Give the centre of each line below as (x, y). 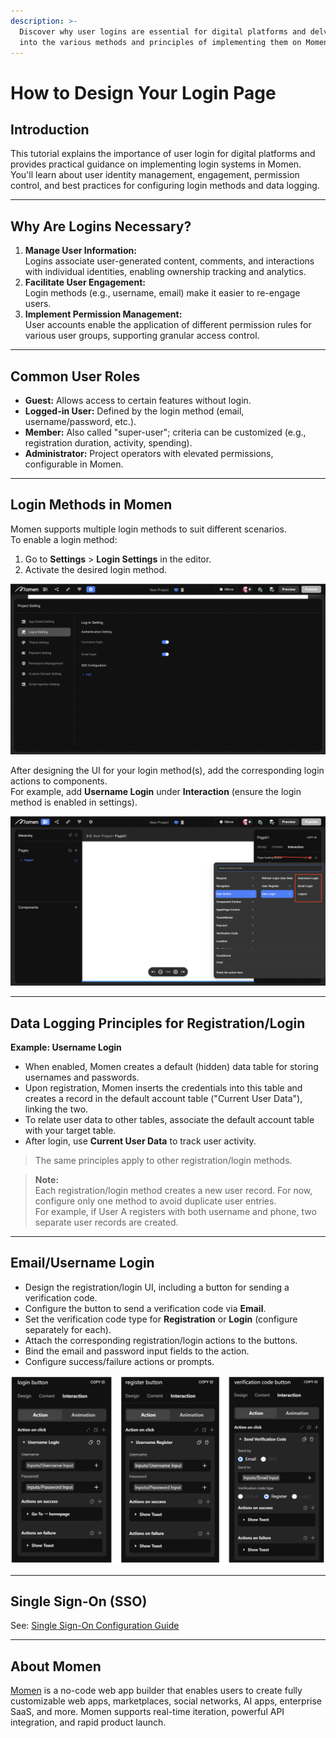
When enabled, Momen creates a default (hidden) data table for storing (171, 1066)
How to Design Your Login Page (143, 92)
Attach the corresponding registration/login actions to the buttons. (161, 1340)
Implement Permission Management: (103, 314)
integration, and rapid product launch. (88, 1722)
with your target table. (70, 1130)
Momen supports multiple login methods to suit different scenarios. (149, 529)
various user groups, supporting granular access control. (142, 336)
